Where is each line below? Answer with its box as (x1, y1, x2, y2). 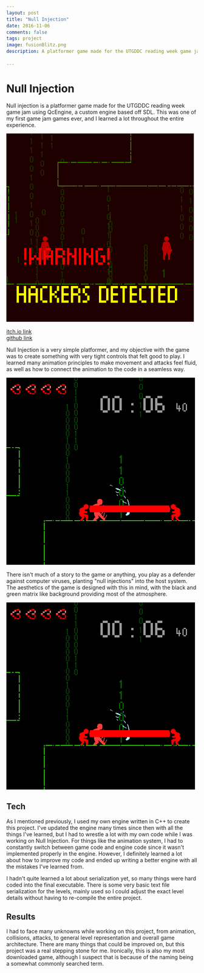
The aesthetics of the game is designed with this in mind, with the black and (6, 584, 197, 591)
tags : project (6, 35, 42, 42)
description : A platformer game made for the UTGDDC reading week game (6, 49, 191, 55)
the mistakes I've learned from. (6, 863, 84, 870)
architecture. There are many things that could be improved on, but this (6, 941, 185, 948)
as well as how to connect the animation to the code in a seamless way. (6, 365, 185, 372)
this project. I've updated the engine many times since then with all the (6, 824, 183, 831)
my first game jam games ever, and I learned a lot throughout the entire (6, 114, 184, 122)
